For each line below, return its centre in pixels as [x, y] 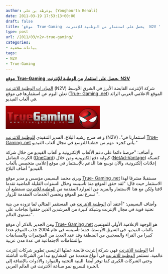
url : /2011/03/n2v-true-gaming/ [39, 37]
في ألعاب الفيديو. [22, 99]
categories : [18, 43]
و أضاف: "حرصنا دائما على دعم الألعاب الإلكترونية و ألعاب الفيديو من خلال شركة [79, 152]
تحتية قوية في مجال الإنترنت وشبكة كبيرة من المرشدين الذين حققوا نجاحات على [80, 209]
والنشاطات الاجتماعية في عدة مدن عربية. [44, 240]
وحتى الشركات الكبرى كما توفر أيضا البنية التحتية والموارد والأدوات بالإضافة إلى [79, 261]
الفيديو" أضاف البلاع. [25, 168]
